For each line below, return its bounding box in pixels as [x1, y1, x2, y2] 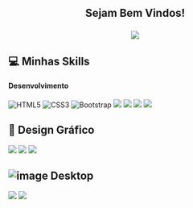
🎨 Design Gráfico [8, 123, 95, 137]
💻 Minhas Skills [8, 54, 90, 68]
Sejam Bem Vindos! [84, 6, 186, 20]
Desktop [50, 169, 94, 183]
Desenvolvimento [8, 81, 69, 91]
